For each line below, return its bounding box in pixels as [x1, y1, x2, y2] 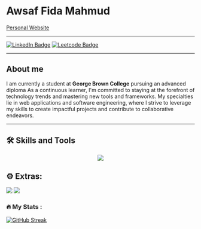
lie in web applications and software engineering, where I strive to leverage [6, 99, 191, 106]
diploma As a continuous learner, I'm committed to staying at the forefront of [6, 86, 195, 93]
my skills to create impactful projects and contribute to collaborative [6, 105, 174, 112]
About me [6, 64, 44, 74]
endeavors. [6, 112, 34, 119]
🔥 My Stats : [6, 203, 42, 211]
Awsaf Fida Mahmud [6, 4, 111, 18]
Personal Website [6, 24, 50, 31]
